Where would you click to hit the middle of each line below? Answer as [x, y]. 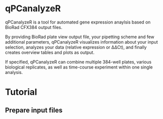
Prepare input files [34, 110]
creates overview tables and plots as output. [50, 52]
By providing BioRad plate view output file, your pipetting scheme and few [80, 37]
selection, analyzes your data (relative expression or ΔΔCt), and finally [76, 47]
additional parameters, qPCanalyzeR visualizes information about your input [81, 42]
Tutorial [21, 92]
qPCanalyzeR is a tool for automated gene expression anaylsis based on [78, 22]
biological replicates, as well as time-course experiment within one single [79, 67]
